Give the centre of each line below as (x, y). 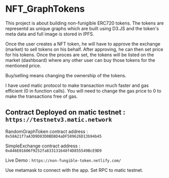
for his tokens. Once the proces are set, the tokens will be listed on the (80, 55)
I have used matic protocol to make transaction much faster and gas (77, 85)
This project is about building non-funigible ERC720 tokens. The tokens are (84, 23)
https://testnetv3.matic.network (59, 120)
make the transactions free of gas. (41, 96)
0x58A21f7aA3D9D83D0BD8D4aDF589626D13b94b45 (54, 136)
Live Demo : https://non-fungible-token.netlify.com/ (63, 160)
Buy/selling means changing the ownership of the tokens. (66, 75)
